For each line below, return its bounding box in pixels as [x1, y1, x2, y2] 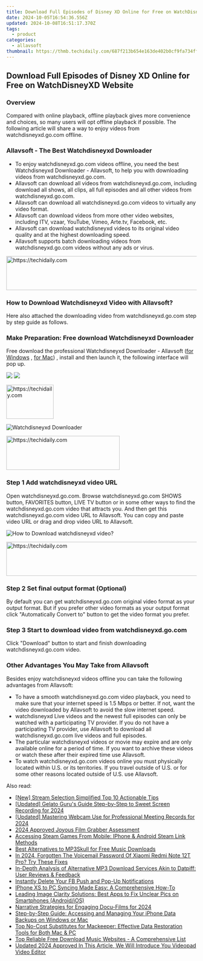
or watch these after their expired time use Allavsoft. [14, 751, 146, 758]
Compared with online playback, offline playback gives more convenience [6, 112, 190, 119]
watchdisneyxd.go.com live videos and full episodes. [14, 731, 147, 739]
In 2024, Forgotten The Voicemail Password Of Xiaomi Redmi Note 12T [14, 851, 191, 859]
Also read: [6, 782, 32, 789]
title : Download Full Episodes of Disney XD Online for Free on [6, 8, 172, 15]
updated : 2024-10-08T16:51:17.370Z [6, 20, 96, 26]
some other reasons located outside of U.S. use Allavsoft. [14, 770, 158, 778]
